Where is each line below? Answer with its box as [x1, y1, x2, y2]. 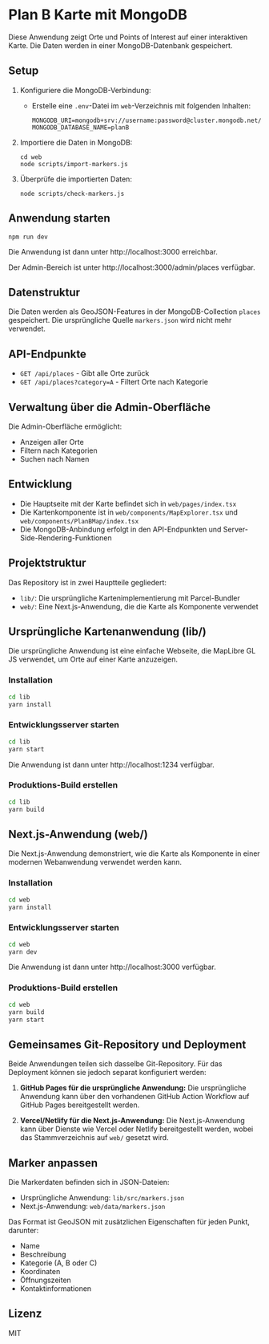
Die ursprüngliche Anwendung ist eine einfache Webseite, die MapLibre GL [8, 646, 256, 656]
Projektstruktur [8, 556, 86, 570]
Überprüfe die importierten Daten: [19, 174, 132, 184]
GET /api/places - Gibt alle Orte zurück [19, 369, 150, 378]
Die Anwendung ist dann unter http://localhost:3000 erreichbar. [8, 246, 218, 256]
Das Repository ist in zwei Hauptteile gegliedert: [8, 577, 167, 587]
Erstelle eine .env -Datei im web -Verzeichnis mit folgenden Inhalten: [31, 100, 251, 110]
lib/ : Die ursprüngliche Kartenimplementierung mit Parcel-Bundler [19, 593, 240, 603]
